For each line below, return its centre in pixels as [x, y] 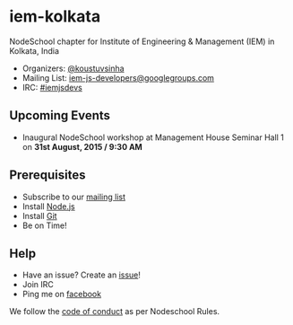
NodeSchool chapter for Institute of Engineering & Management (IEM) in [142, 41]
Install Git [39, 215]
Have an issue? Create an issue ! [82, 275]
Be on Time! [44, 225]
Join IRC [38, 285]
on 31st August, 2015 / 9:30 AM [82, 146]
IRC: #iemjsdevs [52, 87]
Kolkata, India [34, 50]
